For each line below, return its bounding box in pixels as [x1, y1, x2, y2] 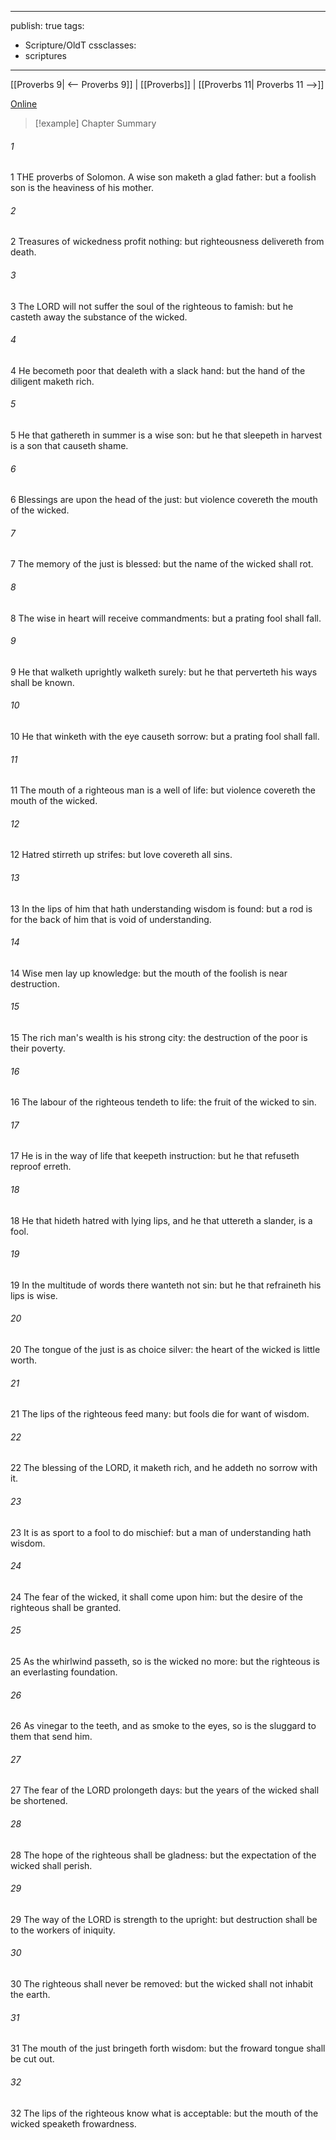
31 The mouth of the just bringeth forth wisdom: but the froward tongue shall [10, 2042, 326, 2055]
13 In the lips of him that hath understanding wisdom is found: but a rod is [10, 902, 313, 915]
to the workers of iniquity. [10, 1924, 116, 1936]
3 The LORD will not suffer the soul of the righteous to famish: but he [10, 300, 294, 312]
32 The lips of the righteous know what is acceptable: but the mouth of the [10, 2107, 319, 2119]
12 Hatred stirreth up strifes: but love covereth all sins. [10, 849, 233, 861]
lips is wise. [10, 1289, 58, 1301]
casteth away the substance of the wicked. [10, 311, 188, 323]
